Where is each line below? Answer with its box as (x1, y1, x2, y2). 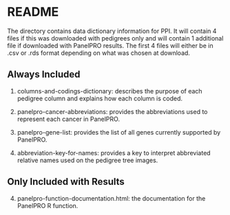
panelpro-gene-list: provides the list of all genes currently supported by (17, 128, 221, 136)
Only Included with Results (7, 176, 125, 188)
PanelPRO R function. (17, 201, 79, 210)
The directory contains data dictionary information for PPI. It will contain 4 (7, 27, 217, 35)
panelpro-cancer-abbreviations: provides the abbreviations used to (17, 107, 208, 115)
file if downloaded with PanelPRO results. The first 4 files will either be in (7, 41, 213, 49)
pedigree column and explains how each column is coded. (17, 94, 183, 102)
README (7, 4, 59, 20)
